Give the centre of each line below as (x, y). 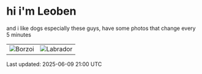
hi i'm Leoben (41, 11)
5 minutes (19, 34)
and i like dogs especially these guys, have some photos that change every (101, 28)
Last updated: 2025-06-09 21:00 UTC (54, 64)
